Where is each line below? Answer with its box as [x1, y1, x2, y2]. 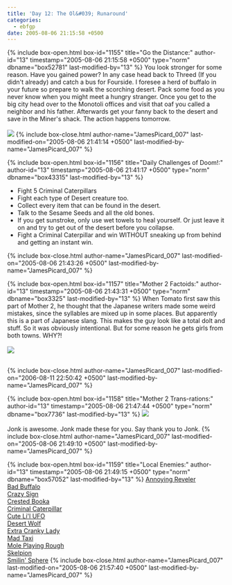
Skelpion [7, 549, 33, 557]
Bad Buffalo [7, 482, 41, 491]
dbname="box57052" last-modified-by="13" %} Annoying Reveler [7, 475, 196, 484]
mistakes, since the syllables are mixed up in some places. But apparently [7, 309, 217, 317]
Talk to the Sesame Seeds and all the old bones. [17, 209, 154, 217]
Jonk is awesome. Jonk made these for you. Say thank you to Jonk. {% [7, 425, 211, 433]
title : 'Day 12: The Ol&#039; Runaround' [7, 10, 129, 17]
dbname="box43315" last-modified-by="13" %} [7, 173, 144, 182]
